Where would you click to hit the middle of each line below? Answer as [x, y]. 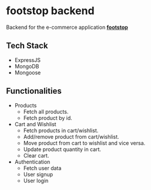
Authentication [32, 162]
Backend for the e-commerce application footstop [67, 27]
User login [36, 181]
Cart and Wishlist [36, 124]
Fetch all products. [46, 112]
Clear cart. [36, 155]
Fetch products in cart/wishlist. [61, 130]
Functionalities [34, 91]
